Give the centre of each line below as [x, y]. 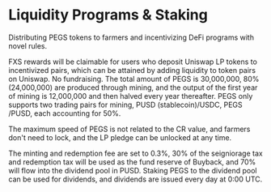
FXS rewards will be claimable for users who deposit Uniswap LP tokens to [133, 62]
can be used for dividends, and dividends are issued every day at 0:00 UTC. [135, 179]
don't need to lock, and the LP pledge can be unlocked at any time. [120, 137]
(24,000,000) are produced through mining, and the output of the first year [133, 87]
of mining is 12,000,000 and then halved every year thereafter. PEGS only [131, 96]
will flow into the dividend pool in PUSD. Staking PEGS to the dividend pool [133, 170]
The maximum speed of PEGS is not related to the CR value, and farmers [129, 129]
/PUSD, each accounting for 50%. [65, 113]
